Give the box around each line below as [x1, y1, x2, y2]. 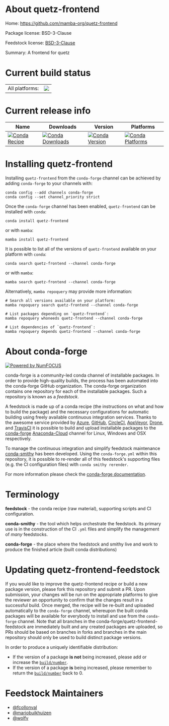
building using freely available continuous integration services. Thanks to [5, 414, 157, 420]
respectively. [5, 435, 32, 442]
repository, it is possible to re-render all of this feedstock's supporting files [5, 456, 160, 462]
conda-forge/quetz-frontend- [96, 618, 157, 624]
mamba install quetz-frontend [5, 237, 69, 242]
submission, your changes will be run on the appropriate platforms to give [5, 591, 158, 597]
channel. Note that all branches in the [17, 618, 96, 624]
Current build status [5, 67, 91, 79]
